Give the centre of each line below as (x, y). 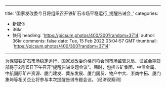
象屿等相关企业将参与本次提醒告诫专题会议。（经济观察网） (65, 79)
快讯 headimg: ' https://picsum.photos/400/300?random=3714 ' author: (84, 35)
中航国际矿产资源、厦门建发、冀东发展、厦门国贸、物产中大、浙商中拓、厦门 (83, 73)
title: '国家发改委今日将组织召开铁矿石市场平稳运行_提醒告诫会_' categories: (82, 13)
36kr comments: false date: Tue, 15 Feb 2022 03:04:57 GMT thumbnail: (85, 41)
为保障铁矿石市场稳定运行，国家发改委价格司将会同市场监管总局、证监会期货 (83, 61)
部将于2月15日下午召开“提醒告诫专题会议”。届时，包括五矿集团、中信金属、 (82, 67)
